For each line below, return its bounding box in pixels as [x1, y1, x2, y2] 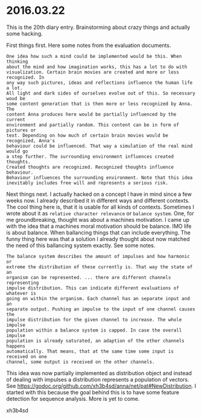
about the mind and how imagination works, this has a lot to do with [6, 64, 188, 70]
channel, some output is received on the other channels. [6, 359, 155, 365]
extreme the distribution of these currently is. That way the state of [6, 263, 193, 270]
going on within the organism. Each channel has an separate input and [6, 295, 190, 301]
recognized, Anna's [6, 137, 55, 143]
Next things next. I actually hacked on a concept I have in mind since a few [6, 191, 192, 198]
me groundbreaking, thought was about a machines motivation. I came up [6, 216, 190, 223]
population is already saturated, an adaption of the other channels [6, 338, 185, 344]
